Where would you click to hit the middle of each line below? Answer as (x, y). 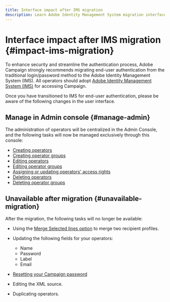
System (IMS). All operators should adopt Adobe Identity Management (78, 81)
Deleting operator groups (39, 183)
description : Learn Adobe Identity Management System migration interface (86, 15)
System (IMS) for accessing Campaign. (46, 86)
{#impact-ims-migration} (60, 51)
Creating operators (32, 150)
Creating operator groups (39, 156)
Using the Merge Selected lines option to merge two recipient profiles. (86, 228)
